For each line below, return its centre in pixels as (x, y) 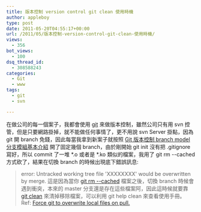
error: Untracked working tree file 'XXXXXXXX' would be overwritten (106, 174)
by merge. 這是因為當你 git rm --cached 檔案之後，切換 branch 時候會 (107, 181)
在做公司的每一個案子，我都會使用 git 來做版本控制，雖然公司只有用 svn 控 (98, 124)
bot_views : (20, 51)
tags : (13, 90)
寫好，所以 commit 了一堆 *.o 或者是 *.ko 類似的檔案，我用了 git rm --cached (100, 154)
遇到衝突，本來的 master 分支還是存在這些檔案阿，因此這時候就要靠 (105, 188)
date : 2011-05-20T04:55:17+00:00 (48, 29)
